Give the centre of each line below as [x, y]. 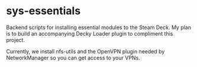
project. [16, 40]
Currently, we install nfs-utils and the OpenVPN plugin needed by [85, 51]
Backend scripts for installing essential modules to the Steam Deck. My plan [98, 27]
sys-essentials [43, 11]
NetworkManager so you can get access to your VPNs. [73, 58]
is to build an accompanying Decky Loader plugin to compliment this [90, 33]
